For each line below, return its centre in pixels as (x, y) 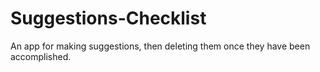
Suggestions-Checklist (108, 18)
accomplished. (41, 56)
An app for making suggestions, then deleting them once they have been (160, 46)
